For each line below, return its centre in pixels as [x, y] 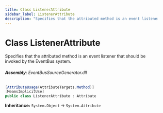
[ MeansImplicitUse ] [25, 92]
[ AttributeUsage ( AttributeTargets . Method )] [50, 87]
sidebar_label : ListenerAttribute [40, 14]
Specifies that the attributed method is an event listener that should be [75, 56]
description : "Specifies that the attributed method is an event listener [82, 19]
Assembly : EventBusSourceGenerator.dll [46, 72]
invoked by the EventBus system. [38, 61]
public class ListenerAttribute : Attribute [51, 96]
